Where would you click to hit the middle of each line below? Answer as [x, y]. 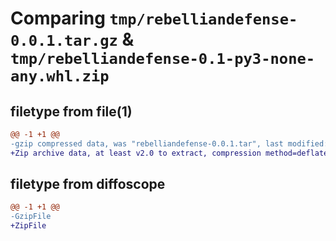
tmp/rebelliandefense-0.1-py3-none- [163, 59]
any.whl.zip [60, 76]
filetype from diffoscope [88, 184]
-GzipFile [31, 217]
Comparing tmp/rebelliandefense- [154, 18]
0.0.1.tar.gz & [72, 39]
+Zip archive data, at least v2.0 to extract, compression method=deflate [169, 153]
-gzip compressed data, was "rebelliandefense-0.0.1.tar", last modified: [169, 143]
